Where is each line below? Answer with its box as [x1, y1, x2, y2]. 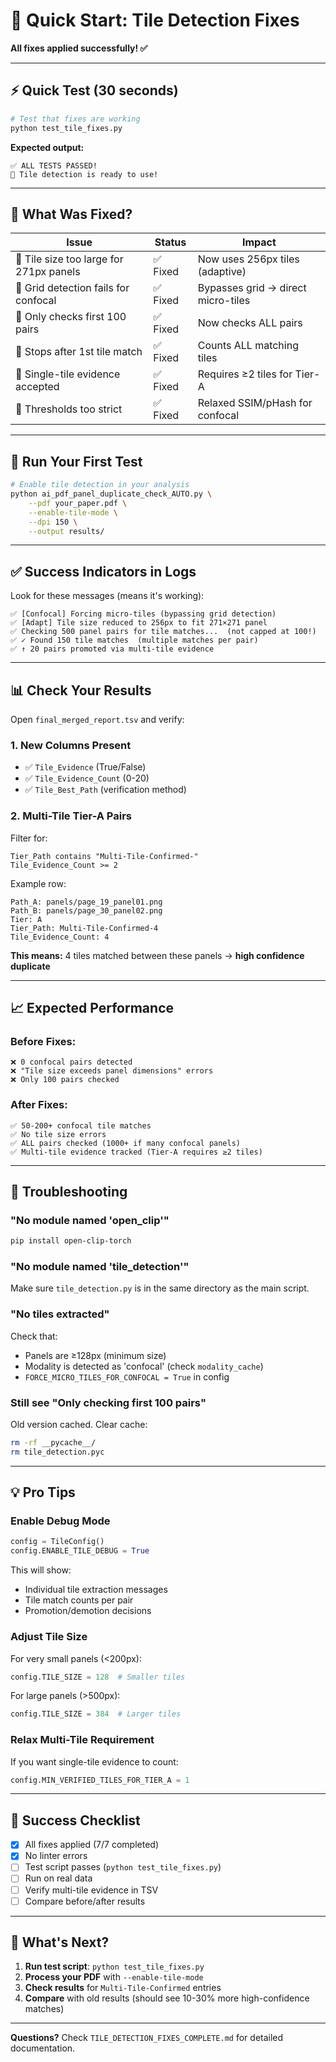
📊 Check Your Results [10, 682, 152, 699]
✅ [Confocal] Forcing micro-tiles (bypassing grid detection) [10, 609, 277, 619]
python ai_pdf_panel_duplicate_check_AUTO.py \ [10, 489, 213, 499]
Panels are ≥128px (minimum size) [24, 1349, 167, 1361]
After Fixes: [10, 1098, 68, 1112]
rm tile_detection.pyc [10, 1447, 105, 1457]
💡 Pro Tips [10, 1484, 76, 1501]
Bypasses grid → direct [197, 281, 307, 295]
